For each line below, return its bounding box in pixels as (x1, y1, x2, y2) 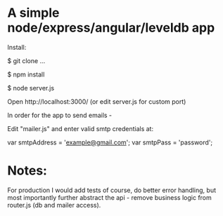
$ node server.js (7, 83, 55, 92)
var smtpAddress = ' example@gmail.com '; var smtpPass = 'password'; (7, 138, 213, 147)
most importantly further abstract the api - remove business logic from (7, 193, 212, 201)
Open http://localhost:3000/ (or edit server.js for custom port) (7, 97, 186, 106)
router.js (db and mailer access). (7, 201, 101, 209)
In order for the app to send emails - (7, 111, 113, 119)
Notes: (7, 163, 48, 179)
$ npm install (7, 70, 45, 79)
